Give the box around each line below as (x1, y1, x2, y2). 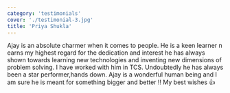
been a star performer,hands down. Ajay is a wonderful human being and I (7, 70, 218, 79)
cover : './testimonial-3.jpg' (7, 16, 94, 23)
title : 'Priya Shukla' (7, 23, 72, 29)
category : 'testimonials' (7, 10, 81, 17)
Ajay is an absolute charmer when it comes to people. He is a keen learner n (7, 42, 223, 50)
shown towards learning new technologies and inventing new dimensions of (7, 56, 222, 64)
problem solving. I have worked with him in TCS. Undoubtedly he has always (7, 63, 224, 72)
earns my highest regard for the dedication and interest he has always (7, 49, 205, 57)
